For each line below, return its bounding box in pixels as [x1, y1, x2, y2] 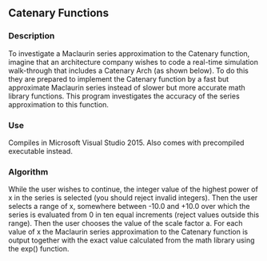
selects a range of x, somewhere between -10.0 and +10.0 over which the [8, 202, 250, 211]
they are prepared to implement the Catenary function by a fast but [8, 74, 229, 83]
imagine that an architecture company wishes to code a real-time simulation [8, 57, 258, 66]
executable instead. [8, 146, 74, 155]
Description [8, 30, 55, 42]
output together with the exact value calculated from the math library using [8, 235, 255, 245]
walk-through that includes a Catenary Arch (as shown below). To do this [8, 66, 249, 75]
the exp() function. [8, 244, 70, 254]
